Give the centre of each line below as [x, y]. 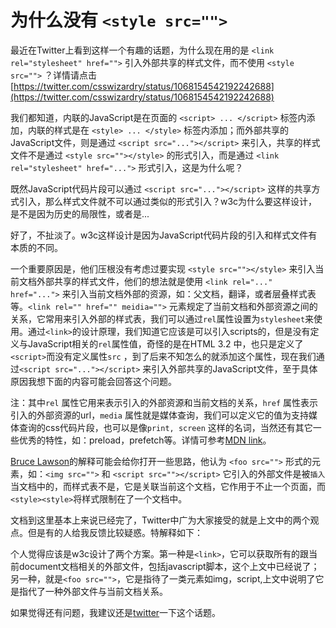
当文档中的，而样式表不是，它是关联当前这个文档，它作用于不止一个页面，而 [168, 486]
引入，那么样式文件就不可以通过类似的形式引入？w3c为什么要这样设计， [168, 201]
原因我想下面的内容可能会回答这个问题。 [93, 381]
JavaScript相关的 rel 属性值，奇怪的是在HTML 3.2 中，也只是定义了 [165, 343]
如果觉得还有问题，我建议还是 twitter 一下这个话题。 [116, 612]
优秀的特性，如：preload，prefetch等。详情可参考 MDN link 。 [145, 440]
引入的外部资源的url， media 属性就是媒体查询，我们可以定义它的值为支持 [159, 415]
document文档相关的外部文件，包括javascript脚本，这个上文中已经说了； [169, 566]
